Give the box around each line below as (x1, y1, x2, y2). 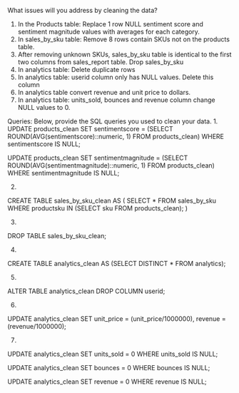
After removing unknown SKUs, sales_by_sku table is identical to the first (17, 50, 232, 58)
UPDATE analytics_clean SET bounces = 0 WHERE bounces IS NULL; (7, 364, 210, 372)
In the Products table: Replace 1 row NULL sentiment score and (17, 20, 203, 28)
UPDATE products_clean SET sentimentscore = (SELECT (7, 125, 173, 133)
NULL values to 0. (17, 103, 71, 111)
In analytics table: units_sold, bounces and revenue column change (17, 96, 215, 104)
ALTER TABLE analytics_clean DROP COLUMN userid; (7, 287, 166, 295)
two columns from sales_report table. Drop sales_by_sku (17, 58, 184, 66)
